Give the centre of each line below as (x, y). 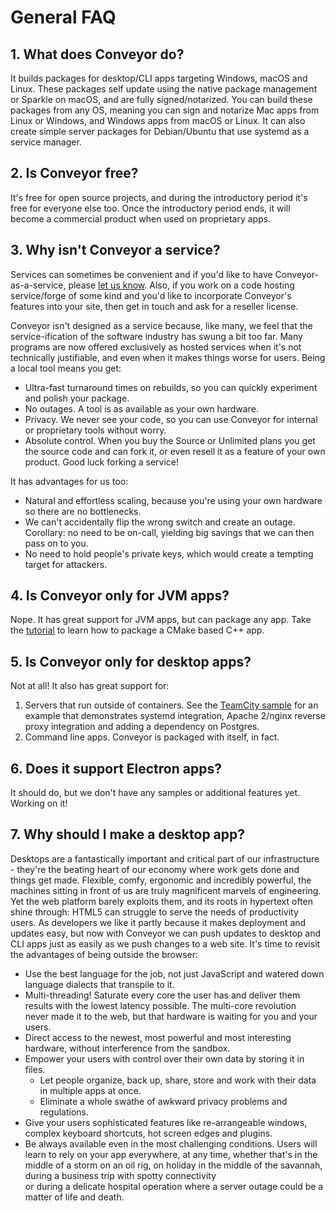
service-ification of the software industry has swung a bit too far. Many (156, 336)
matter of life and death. (74, 1197)
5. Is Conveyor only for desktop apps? (131, 661)
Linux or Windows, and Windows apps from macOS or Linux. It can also (158, 120)
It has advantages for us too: (69, 481)
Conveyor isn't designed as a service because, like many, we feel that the (161, 325)
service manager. (46, 142)
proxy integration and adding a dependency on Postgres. (142, 727)
